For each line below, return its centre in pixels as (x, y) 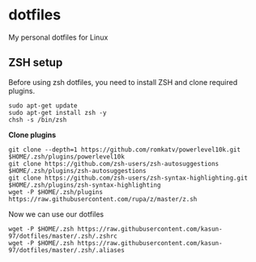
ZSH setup (36, 63)
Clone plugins (32, 134)
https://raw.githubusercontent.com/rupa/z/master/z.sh (103, 199)
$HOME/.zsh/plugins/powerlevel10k (67, 156)
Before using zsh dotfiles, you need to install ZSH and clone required (123, 82)
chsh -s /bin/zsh (38, 120)
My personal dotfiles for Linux (58, 37)
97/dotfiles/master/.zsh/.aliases (67, 250)
